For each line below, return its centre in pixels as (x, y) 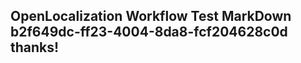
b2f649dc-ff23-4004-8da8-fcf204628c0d (149, 32)
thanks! (35, 47)
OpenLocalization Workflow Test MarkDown (151, 16)
